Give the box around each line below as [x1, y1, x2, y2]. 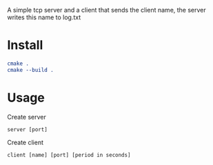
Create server [7, 113, 47, 121]
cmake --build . [7, 66, 54, 73]
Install [7, 37, 43, 53]
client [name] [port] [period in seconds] [7, 151, 131, 158]
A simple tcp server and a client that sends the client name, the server [7, 6, 207, 14]
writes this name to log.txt [7, 13, 81, 21]
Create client [7, 138, 43, 146]
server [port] [7, 126, 48, 133]
